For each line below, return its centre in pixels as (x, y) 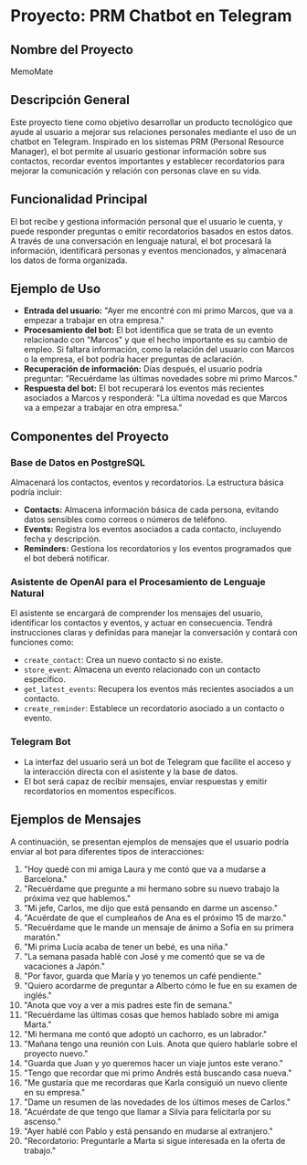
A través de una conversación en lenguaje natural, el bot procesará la (141, 241)
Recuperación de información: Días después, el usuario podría (143, 369)
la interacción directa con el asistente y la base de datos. (131, 771)
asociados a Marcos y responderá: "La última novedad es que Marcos (155, 398)
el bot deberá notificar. (66, 559)
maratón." (42, 937)
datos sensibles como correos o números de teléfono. (125, 520)
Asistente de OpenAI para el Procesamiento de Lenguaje (138, 582)
